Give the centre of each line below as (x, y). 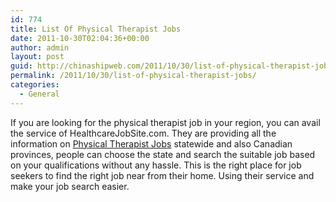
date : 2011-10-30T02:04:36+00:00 (80, 38)
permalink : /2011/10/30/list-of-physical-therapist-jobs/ (133, 76)
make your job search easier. (70, 186)
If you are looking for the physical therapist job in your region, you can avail (165, 122)
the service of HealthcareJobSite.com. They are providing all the (143, 133)
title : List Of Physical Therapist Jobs (96, 29)
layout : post (37, 57)
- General (39, 94)
